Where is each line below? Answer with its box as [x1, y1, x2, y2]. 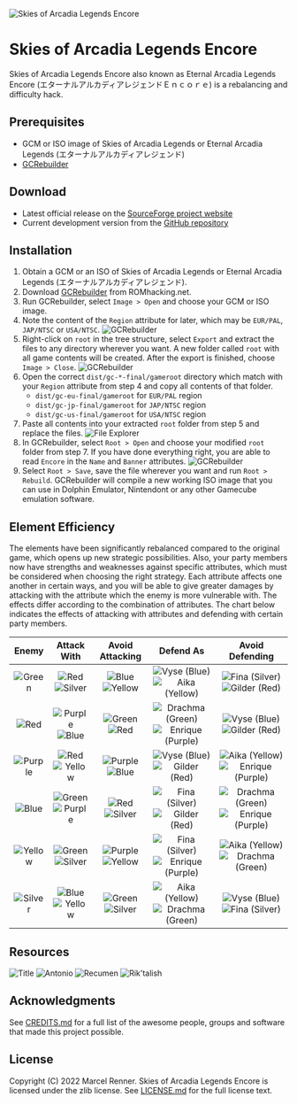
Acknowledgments [9, 993, 117, 1008]
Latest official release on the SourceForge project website [21, 208, 233, 219]
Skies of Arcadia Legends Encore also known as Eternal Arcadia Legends [9, 68, 277, 79]
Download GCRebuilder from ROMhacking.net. [21, 287, 192, 297]
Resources [9, 944, 70, 960]
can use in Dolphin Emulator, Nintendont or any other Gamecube [21, 484, 257, 495]
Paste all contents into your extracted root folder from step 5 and [21, 419, 260, 429]
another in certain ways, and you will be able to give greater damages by [9, 581, 274, 591]
